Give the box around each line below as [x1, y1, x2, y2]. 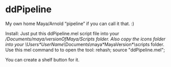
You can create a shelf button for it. [5, 56, 80, 62]
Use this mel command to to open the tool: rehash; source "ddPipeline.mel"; [5, 47, 165, 53]
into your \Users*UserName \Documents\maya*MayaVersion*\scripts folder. [5, 41, 164, 47]
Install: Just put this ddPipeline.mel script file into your [5, 30, 119, 36]
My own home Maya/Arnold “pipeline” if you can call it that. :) [5, 20, 134, 27]
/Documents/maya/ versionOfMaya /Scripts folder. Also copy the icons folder [5, 36, 166, 42]
